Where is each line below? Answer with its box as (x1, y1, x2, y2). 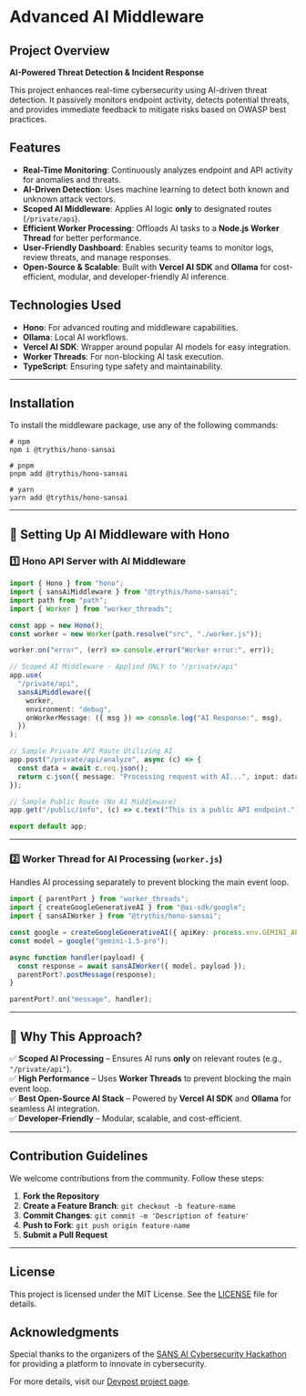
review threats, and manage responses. (22, 251, 171, 262)
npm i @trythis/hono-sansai (9, 446, 117, 455)
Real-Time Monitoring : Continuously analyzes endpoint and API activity (22, 164, 293, 175)
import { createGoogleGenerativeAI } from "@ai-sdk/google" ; (9, 903, 247, 912)
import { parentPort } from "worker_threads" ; (9, 895, 189, 904)
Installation (9, 395, 75, 412)
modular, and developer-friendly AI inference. (57, 271, 229, 282)
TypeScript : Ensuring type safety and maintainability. (22, 361, 223, 372)
